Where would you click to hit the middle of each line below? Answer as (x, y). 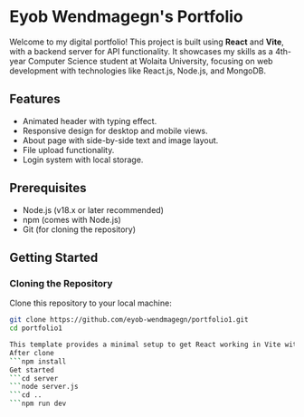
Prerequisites (48, 188)
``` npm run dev (38, 404)
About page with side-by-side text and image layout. (120, 140)
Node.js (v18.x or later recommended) (93, 209)
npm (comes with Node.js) (72, 219)
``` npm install (38, 361)
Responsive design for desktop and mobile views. (115, 131)
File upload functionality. (68, 150)
